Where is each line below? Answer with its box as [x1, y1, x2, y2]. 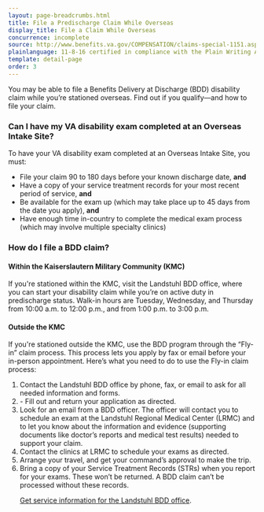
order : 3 [8, 63, 37, 71]
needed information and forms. [19, 388, 120, 398]
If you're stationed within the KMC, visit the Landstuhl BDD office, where [8, 279, 243, 288]
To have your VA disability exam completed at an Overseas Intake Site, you [8, 149, 251, 158]
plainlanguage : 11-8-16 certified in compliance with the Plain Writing [8, 48, 251, 56]
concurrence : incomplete [8, 33, 90, 42]
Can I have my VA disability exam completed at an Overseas [8, 121, 242, 132]
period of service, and [19, 189, 92, 198]
